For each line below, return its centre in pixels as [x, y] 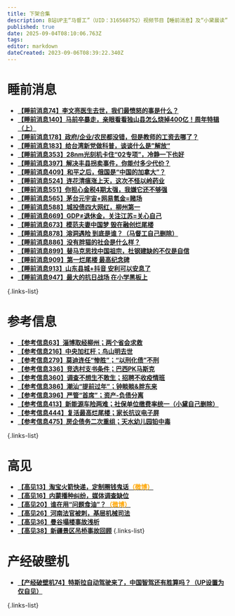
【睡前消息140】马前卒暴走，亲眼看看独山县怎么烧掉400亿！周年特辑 [118, 119]
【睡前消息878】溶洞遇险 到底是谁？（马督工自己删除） [98, 233]
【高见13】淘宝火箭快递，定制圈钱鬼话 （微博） [85, 487]
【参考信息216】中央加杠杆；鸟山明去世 [75, 351]
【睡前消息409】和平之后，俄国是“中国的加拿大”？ [92, 172]
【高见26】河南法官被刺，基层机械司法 [74, 513]
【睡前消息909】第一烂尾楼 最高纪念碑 [73, 260]
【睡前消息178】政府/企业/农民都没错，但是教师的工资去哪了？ [108, 137]
